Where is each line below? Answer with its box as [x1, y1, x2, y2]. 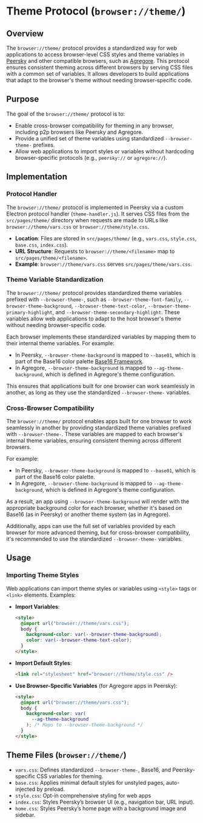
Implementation [6, 171, 68, 182]
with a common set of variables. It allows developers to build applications [6, 70, 190, 77]
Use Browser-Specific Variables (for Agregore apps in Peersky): [15, 682, 178, 689]
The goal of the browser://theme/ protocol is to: [6, 110, 125, 117]
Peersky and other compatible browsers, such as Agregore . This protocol [6, 58, 190, 64]
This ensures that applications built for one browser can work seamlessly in [6, 382, 195, 389]
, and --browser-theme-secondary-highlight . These [52, 308, 180, 316]
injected [15, 785, 36, 793]
